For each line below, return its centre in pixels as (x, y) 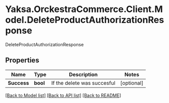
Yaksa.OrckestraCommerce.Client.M (84, 9)
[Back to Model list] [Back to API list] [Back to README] (63, 95)
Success (18, 83)
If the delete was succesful (83, 83)
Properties (22, 61)
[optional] (132, 83)
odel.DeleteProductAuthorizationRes (85, 20)
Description (83, 74)
